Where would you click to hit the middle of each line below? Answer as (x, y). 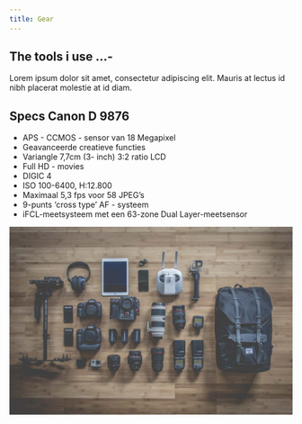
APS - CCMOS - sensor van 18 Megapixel (99, 138)
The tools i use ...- (62, 57)
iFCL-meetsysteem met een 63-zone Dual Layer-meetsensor (135, 214)
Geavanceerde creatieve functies (84, 148)
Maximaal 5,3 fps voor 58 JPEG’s (84, 195)
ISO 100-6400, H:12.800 (67, 185)
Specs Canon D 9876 (70, 116)
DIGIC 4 (37, 176)
